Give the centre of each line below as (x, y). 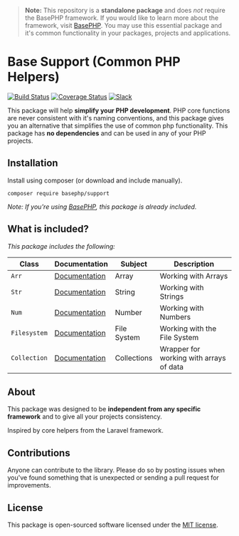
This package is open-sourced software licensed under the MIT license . (113, 525)
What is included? (48, 229)
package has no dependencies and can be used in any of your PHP (107, 133)
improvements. (29, 485)
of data (171, 366)
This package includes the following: (61, 246)
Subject (134, 264)
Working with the (188, 329)
